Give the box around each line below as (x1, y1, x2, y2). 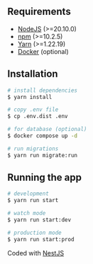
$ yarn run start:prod (7, 236, 75, 243)
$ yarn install (7, 93, 53, 100)
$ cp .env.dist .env (7, 113, 69, 120)
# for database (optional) (7, 126, 87, 133)
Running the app (7, 171, 82, 184)
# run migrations (7, 145, 59, 152)
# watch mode (7, 210, 46, 217)
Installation (7, 68, 58, 80)
